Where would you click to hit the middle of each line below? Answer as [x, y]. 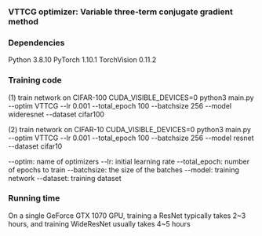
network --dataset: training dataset [65, 178]
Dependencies [36, 42]
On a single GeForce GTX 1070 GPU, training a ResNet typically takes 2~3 [127, 216]
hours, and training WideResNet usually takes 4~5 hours [99, 223]
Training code [35, 80]
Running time [34, 198]
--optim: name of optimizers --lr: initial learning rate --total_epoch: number [129, 161]
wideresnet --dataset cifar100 [56, 114]
